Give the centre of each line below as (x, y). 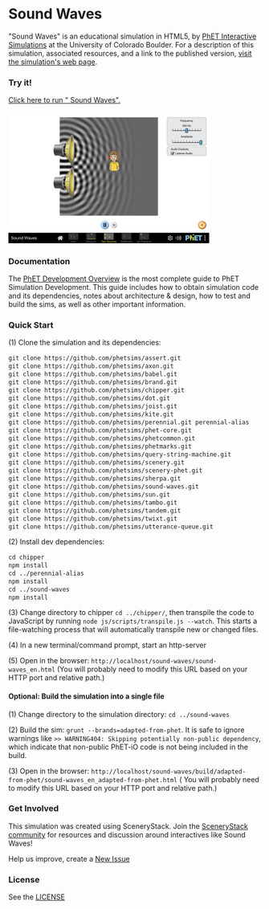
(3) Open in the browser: (49, 771)
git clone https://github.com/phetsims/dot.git (90, 398)
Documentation (39, 261)
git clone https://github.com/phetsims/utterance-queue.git (111, 527)
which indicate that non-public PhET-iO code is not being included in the (128, 747)
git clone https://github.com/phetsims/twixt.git (93, 519)
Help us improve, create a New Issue (69, 858)
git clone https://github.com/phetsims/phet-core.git (100, 430)
